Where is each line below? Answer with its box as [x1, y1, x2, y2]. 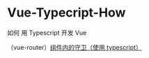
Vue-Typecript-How [7, 5, 126, 21]
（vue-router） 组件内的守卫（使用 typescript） [7, 43, 143, 51]
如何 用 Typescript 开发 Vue [7, 28, 87, 37]
